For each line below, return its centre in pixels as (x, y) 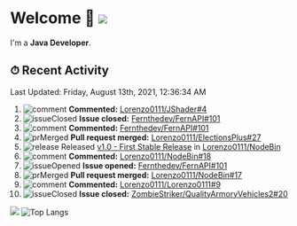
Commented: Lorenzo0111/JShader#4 (138, 109)
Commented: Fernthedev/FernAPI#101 (139, 128)
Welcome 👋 (53, 18)
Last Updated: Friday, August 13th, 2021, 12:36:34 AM (108, 91)
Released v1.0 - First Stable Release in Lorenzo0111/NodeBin (172, 146)
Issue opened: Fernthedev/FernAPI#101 (155, 165)
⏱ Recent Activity (60, 70)
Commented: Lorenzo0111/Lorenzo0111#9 (145, 184)
